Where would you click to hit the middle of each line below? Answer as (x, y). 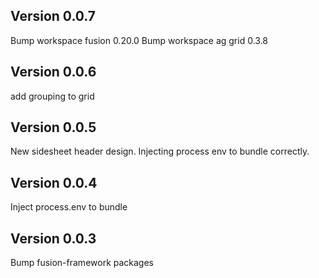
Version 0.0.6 (53, 72)
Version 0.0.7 (53, 16)
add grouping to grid (52, 96)
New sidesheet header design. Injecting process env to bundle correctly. (160, 151)
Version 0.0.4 (54, 182)
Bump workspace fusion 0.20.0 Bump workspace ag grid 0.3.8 (139, 40)
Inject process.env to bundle (69, 207)
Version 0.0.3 (53, 238)
